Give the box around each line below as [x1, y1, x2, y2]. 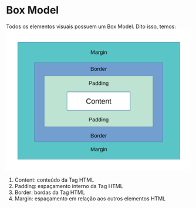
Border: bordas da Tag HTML [14, 189, 85, 196]
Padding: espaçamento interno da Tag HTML [14, 183, 123, 190]
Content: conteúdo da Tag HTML [14, 176, 94, 183]
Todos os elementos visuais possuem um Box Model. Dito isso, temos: [6, 23, 176, 30]
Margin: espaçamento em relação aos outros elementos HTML [14, 195, 166, 202]
